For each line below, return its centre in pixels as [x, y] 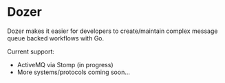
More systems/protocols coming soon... [74, 72]
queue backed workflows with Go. [56, 38]
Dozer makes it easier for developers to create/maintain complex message [112, 31]
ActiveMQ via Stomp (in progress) [65, 64]
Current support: [31, 51]
